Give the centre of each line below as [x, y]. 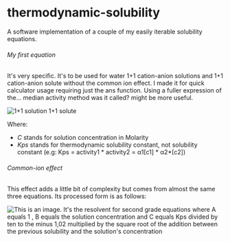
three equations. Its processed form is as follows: [77, 196]
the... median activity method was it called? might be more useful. [100, 98]
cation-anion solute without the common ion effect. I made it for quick [106, 83]
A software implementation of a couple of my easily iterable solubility [105, 32]
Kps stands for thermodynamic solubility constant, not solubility [107, 145]
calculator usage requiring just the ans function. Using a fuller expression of [114, 90]
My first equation [32, 55]
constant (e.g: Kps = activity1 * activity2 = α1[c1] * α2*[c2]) [101, 152]
